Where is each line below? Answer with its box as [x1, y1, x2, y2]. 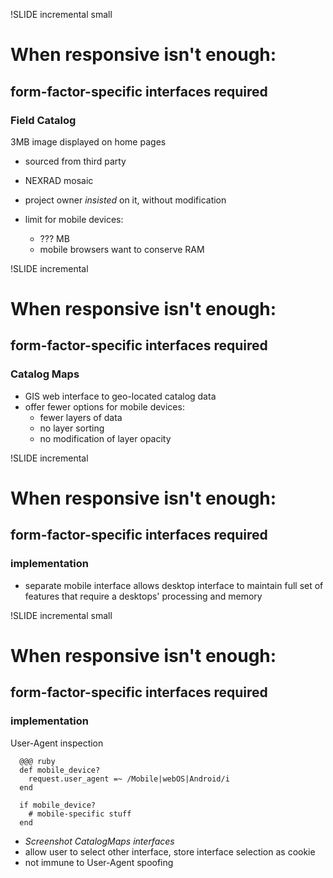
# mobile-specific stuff [28, 809, 132, 819]
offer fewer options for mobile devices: [24, 400, 185, 413]
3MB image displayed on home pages [10, 135, 167, 148]
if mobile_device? [19, 800, 97, 810]
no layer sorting [39, 422, 105, 434]
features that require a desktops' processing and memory [24, 590, 263, 602]
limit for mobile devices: [24, 213, 124, 225]
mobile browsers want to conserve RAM [39, 243, 205, 255]
